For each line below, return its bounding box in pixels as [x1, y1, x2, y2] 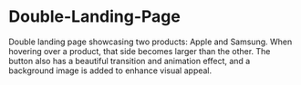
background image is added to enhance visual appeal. [8, 65, 213, 76]
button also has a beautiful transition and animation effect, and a [8, 55, 251, 66]
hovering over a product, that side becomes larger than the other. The [8, 45, 271, 56]
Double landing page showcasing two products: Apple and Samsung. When [8, 36, 293, 47]
